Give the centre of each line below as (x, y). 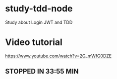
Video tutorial (34, 42)
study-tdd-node (39, 9)
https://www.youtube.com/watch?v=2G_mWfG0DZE (58, 56)
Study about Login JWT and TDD (39, 22)
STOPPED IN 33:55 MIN (42, 71)
